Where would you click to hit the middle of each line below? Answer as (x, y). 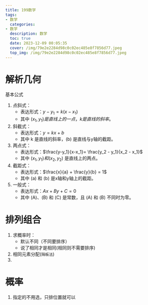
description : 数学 (29, 34)
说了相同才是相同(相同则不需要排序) (58, 247)
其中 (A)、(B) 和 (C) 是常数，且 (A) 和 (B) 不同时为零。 (77, 197)
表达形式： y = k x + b (42, 133)
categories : (23, 24)
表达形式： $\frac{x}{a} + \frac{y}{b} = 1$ (64, 172)
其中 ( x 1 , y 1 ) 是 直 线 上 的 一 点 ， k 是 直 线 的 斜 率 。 (67, 120)
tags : (11, 15)
